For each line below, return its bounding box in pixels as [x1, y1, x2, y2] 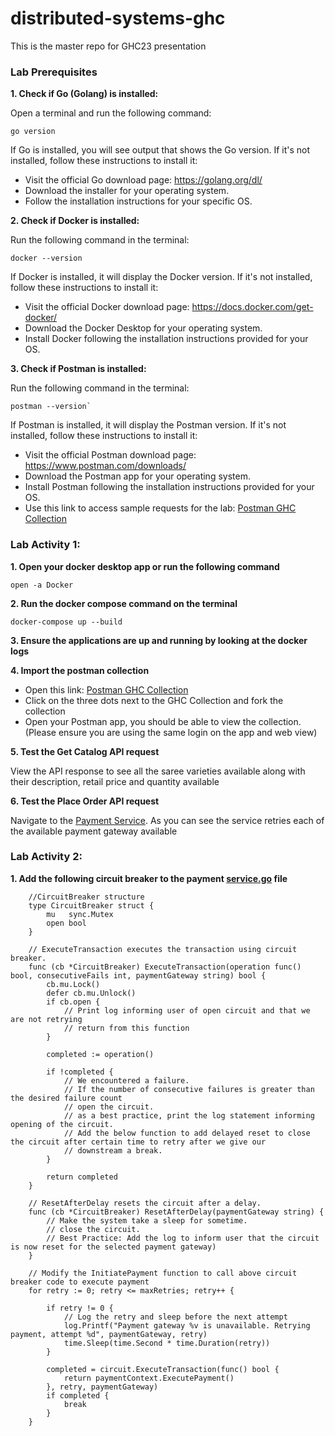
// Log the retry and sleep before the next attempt [63, 1312, 288, 1322]
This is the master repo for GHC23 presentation [10, 40, 207, 52]
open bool [46, 918, 87, 928]
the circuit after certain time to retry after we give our [10, 1137, 267, 1147]
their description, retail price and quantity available [10, 775, 220, 787]
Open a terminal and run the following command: [10, 107, 212, 119]
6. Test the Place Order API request [10, 795, 160, 807]
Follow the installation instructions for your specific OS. [24, 195, 253, 207]
